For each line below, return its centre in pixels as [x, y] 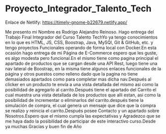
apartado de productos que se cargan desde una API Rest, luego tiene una [81, 63]
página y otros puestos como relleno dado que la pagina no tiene [71, 74]
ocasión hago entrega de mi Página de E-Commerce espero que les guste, [81, 53]
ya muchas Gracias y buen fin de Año [43, 126]
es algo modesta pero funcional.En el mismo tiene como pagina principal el [82, 58]
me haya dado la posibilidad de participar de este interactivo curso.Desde [81, 121]
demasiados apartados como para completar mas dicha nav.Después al [78, 79]
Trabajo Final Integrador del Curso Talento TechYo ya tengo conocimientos [81, 37]
